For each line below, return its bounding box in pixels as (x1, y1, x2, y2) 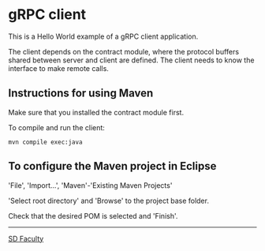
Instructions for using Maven (8, 87, 154, 100)
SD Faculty (8, 234, 44, 243)
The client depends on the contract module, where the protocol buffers (8, 47, 239, 56)
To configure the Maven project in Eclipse (8, 159, 217, 173)
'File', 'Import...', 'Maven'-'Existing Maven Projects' (8, 180, 173, 190)
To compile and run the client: (8, 122, 105, 132)
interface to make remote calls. (8, 63, 109, 73)
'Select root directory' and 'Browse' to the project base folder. (8, 196, 209, 205)
